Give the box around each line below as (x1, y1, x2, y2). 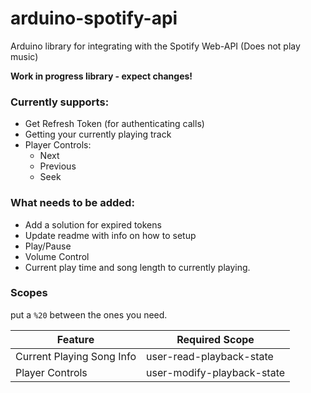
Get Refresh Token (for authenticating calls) (24, 118, 205, 130)
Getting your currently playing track (24, 128, 172, 141)
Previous (39, 160, 77, 172)
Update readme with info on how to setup (24, 229, 197, 241)
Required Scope (176, 332, 255, 346)
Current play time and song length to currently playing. (24, 261, 251, 273)
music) (10, 50, 39, 62)
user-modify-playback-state (145, 365, 286, 379)
